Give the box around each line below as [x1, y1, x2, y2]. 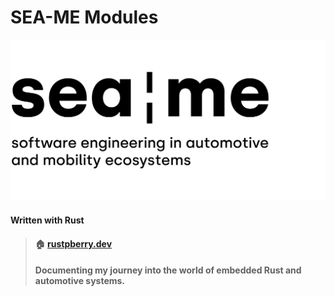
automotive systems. [34, 275, 126, 287]
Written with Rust [10, 214, 85, 226]
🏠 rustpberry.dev [34, 237, 113, 250]
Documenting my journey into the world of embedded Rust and [34, 264, 302, 276]
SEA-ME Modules [10, 6, 159, 29]
